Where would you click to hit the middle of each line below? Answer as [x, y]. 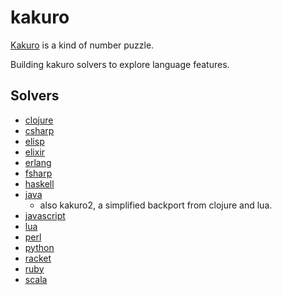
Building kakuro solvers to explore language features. [120, 64]
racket [38, 258]
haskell [39, 183]
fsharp [38, 173]
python [39, 247]
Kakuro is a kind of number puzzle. [82, 45]
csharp [39, 130]
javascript [45, 215]
